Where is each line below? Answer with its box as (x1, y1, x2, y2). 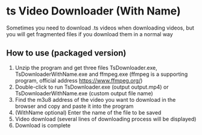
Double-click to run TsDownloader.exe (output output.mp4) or (14, 83, 169, 90)
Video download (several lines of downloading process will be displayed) (14, 115, 197, 122)
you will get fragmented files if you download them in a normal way (6, 30, 173, 37)
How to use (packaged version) (6, 48, 127, 58)
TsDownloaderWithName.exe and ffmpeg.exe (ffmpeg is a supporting (14, 71, 188, 78)
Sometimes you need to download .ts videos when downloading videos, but (6, 24, 195, 31)
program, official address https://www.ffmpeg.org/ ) (14, 77, 143, 84)
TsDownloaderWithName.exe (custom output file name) (14, 89, 153, 97)
